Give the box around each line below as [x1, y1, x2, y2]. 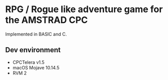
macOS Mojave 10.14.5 [12, 64, 60, 70]
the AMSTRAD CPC [5, 14, 88, 26]
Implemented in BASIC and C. [5, 31, 67, 37]
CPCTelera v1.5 [12, 59, 45, 65]
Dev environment [5, 46, 61, 54]
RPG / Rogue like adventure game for [5, 4, 163, 15]
